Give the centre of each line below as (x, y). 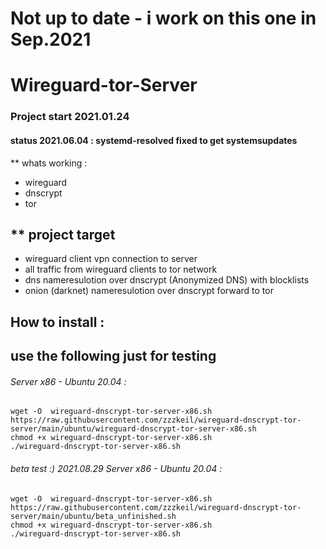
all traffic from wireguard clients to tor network (121, 269)
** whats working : (49, 163)
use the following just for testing (113, 356)
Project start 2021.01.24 (70, 117)
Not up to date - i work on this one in (163, 18)
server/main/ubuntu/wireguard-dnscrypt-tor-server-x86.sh (133, 429)
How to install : (57, 322)
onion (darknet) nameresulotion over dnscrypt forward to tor (149, 291)
